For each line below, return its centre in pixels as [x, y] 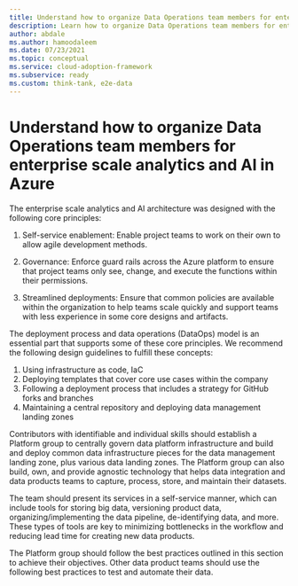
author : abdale [37, 34]
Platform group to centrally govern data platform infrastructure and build [141, 443]
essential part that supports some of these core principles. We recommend [146, 343]
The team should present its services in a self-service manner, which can [143, 498]
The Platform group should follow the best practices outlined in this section [146, 553]
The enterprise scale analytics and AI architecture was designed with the [143, 208]
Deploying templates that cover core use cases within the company [145, 379]
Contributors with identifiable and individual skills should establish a [133, 434]
